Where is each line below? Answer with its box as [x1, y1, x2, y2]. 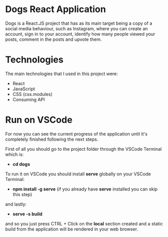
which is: [5, 151, 24, 157]
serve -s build [12, 211, 43, 217]
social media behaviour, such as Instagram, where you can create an [5, 25, 148, 31]
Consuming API [12, 96, 45, 102]
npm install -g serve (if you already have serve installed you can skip [12, 186, 158, 192]
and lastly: [5, 201, 27, 207]
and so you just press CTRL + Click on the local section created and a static [5, 220, 163, 226]
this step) [12, 191, 32, 197]
